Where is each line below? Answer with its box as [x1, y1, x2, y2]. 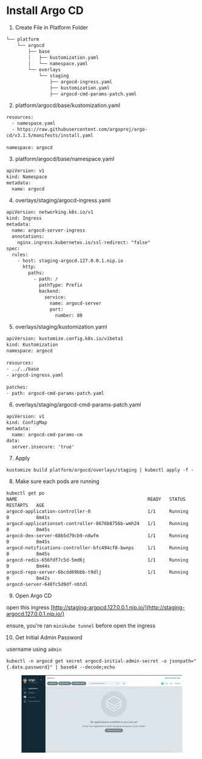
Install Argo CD [6, 4, 84, 18]
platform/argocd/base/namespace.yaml [15, 155, 115, 162]
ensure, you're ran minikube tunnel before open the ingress [6, 622, 156, 629]
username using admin [6, 645, 62, 653]
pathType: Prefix [38, 282, 83, 288]
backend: [38, 288, 61, 294]
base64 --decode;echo [60, 664, 115, 670]
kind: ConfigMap [6, 419, 47, 425]
